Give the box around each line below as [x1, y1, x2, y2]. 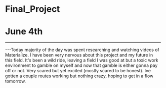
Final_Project [5, 3, 60, 15]
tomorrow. [5, 78, 26, 84]
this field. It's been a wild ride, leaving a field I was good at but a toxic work [5, 58, 159, 63]
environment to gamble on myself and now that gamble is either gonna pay [5, 62, 158, 68]
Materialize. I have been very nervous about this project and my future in [5, 52, 153, 58]
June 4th [5, 26, 43, 37]
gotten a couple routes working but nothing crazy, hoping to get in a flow [5, 73, 154, 79]
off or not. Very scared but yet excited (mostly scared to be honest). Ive [5, 68, 151, 74]
